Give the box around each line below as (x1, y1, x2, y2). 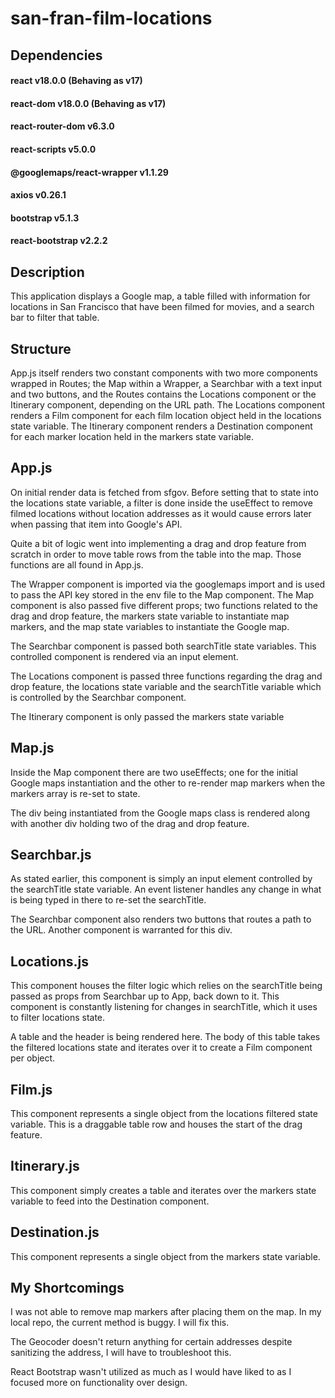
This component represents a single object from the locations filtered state (10, 1108, 318, 1120)
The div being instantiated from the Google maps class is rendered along (10, 807, 311, 819)
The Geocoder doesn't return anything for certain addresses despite (10, 1336, 293, 1348)
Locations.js (10, 953, 90, 970)
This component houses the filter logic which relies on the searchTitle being (10, 980, 323, 992)
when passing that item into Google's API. (10, 518, 183, 530)
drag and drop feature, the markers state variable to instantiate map (10, 610, 290, 622)
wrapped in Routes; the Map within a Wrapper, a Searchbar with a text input (10, 377, 323, 389)
